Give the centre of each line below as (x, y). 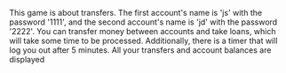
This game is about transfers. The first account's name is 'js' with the (136, 13)
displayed (27, 59)
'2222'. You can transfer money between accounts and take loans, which (143, 31)
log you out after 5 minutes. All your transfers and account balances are (140, 50)
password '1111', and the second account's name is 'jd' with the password (143, 22)
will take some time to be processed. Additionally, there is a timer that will (143, 40)
